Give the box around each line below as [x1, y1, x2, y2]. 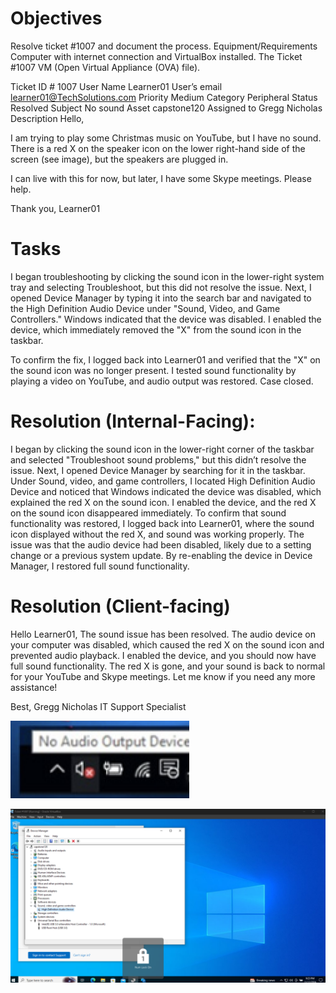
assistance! [10, 681, 58, 693]
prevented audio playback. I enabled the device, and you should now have [10, 649, 317, 661]
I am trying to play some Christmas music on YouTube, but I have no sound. [10, 132, 322, 144]
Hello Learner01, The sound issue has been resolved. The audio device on [10, 628, 316, 640]
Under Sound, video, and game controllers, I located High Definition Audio [10, 475, 316, 487]
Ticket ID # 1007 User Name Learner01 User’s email [10, 80, 223, 92]
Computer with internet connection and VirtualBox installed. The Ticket [10, 50, 303, 62]
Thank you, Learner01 [10, 202, 101, 214]
